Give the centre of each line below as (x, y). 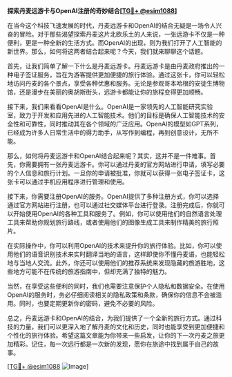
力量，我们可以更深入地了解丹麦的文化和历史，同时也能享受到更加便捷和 (122, 327)
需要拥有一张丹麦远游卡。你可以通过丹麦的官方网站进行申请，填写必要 (125, 164)
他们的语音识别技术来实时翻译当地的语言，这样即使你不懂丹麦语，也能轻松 (119, 254)
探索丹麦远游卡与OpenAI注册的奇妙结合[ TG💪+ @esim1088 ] (92, 11)
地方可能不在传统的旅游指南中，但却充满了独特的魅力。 (91, 271)
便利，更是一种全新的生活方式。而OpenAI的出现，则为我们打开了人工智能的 (115, 43)
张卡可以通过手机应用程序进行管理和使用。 (68, 182)
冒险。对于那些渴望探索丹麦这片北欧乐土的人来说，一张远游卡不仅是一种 (122, 34)
